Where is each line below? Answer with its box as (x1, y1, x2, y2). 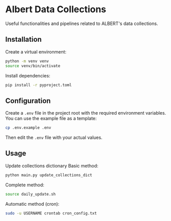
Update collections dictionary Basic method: (5, 162, 99, 169)
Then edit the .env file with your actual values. (5, 134, 103, 141)
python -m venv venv (5, 59, 50, 64)
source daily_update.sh (5, 191, 56, 197)
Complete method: (5, 182, 44, 188)
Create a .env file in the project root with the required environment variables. (5, 110, 166, 116)
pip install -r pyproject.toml (5, 82, 72, 88)
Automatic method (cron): (5, 201, 60, 207)
